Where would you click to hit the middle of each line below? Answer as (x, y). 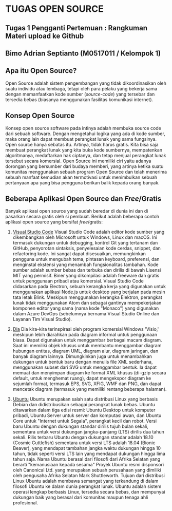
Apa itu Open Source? (41, 71)
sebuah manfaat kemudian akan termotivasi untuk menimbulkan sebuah (81, 177)
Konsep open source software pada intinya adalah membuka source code (83, 128)
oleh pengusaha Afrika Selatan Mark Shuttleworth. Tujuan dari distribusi (89, 476)
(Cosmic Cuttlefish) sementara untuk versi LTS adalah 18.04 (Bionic (84, 443)
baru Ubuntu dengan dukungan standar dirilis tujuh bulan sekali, (81, 426)
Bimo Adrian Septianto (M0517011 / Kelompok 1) (83, 53)
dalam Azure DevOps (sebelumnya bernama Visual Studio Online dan (86, 314)
